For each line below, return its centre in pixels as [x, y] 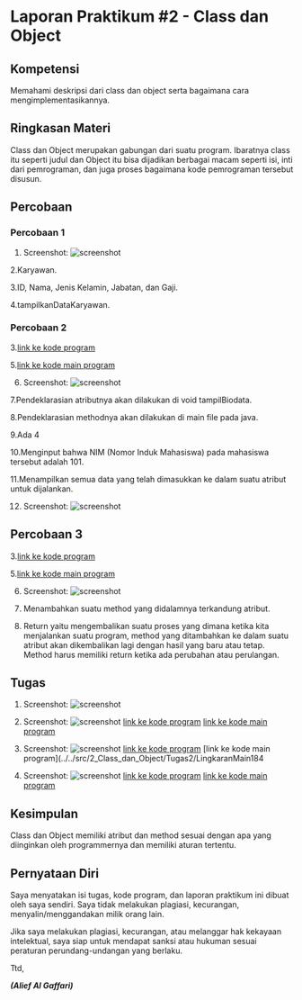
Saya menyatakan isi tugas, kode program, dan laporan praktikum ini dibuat [150, 895]
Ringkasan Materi [61, 128]
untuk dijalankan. [42, 489]
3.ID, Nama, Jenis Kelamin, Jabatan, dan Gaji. [94, 287]
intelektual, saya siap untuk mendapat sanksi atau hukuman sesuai [133, 941]
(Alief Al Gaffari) [42, 986]
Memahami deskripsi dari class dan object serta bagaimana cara [130, 90]
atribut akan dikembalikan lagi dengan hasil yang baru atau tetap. [144, 644]
